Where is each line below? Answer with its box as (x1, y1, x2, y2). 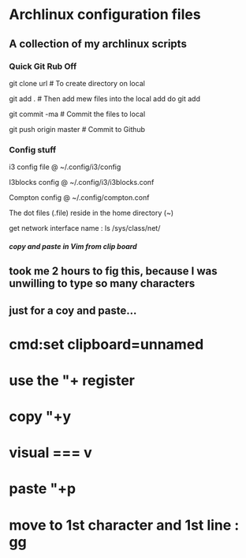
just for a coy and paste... (9, 304, 137, 317)
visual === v (9, 444, 93, 462)
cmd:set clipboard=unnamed (9, 335, 204, 353)
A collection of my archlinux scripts (9, 37, 188, 51)
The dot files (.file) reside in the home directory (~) (9, 208, 174, 218)
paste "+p (9, 480, 76, 498)
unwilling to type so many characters (9, 277, 196, 290)
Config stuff (9, 144, 57, 155)
